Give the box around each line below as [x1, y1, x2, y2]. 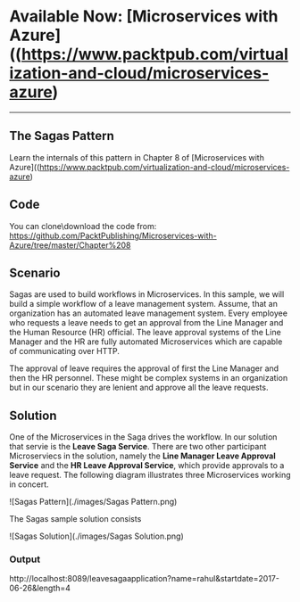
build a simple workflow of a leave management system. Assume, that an [9, 299, 279, 309]
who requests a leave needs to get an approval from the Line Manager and [9, 317, 284, 328]
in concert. [9, 479, 49, 490]
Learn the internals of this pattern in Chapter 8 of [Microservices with [9, 152, 265, 162]
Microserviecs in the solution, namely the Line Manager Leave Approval [9, 450, 277, 461]
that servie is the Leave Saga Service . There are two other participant [9, 441, 267, 452]
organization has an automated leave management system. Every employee [9, 308, 288, 318]
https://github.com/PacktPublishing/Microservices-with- [9, 230, 217, 241]
